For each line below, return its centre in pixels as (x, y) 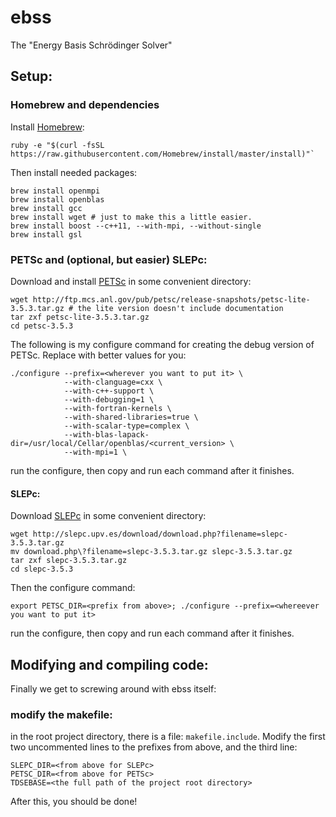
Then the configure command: (73, 588)
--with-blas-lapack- (106, 434)
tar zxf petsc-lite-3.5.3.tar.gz (80, 317)
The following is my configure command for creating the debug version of (162, 344)
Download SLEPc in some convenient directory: (108, 516)
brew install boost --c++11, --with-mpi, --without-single (136, 226)
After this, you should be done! (74, 802)
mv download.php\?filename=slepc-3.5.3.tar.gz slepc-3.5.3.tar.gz (151, 552)
